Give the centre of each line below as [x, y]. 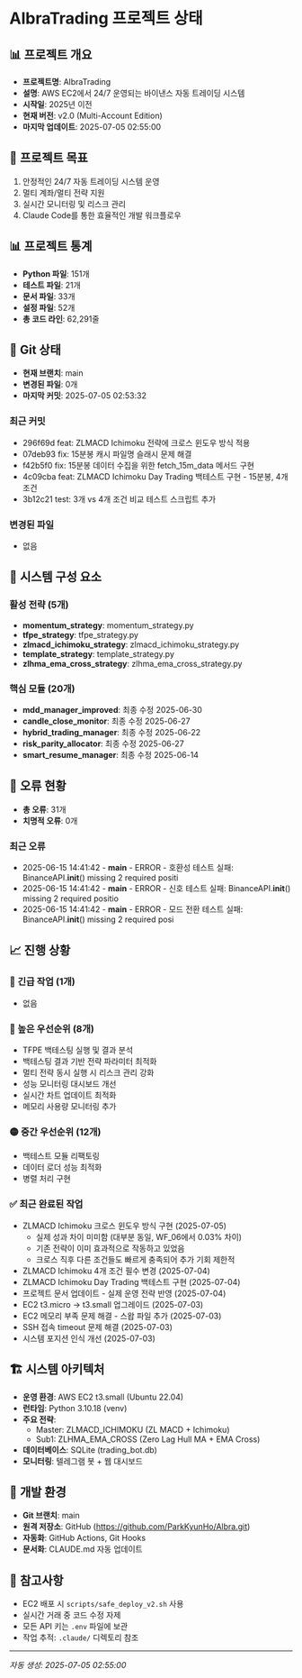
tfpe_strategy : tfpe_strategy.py [80, 634]
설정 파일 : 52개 [49, 307]
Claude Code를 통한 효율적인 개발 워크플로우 [102, 215]
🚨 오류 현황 [38, 786]
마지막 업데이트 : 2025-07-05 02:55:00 [92, 127]
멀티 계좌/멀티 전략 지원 [63, 192]
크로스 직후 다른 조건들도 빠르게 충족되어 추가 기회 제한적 [135, 1259]
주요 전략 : [39, 1419]
